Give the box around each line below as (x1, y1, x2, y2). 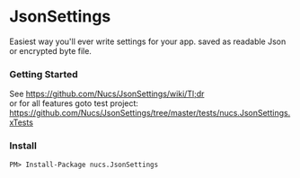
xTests (9, 117, 34, 128)
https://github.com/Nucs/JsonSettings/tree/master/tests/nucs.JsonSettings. (9, 108, 291, 119)
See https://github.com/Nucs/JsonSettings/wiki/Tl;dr (9, 88, 205, 100)
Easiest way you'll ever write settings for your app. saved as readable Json (9, 36, 287, 47)
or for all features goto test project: (9, 98, 139, 109)
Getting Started (9, 67, 78, 80)
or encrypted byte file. (9, 45, 93, 56)
